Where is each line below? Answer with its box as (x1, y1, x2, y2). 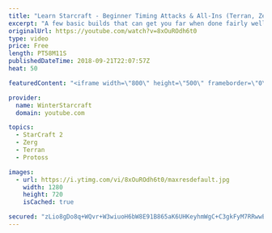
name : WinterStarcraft (15, 101, 92, 109)
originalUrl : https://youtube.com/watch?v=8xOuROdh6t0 (8, 27, 198, 35)
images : (8, 167, 35, 176)
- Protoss (15, 153, 49, 162)
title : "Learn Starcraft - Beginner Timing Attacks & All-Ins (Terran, (8, 11, 255, 20)
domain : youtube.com (15, 108, 85, 117)
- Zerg (15, 138, 38, 146)
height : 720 (23, 191, 63, 199)
